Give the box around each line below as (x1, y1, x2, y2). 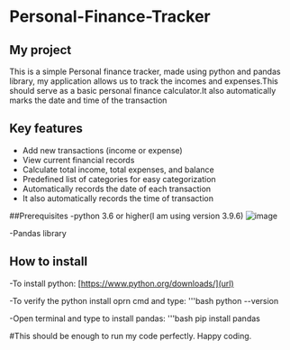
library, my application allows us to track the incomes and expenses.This (9, 76, 279, 87)
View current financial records (22, 154, 135, 165)
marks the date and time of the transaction (9, 95, 168, 106)
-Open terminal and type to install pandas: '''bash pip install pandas (9, 313, 261, 324)
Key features (9, 121, 83, 136)
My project (9, 42, 72, 58)
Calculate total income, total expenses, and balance (22, 164, 214, 175)
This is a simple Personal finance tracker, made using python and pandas (9, 66, 281, 77)
